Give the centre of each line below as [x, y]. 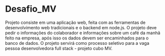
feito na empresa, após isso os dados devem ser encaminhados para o [77, 38]
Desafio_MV [31, 9]
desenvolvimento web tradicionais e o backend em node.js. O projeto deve [81, 27]
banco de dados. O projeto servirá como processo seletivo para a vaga [77, 43]
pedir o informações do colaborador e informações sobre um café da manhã [83, 33]
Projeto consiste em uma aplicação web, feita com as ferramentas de [75, 22]
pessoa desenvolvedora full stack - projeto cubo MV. [59, 48]
